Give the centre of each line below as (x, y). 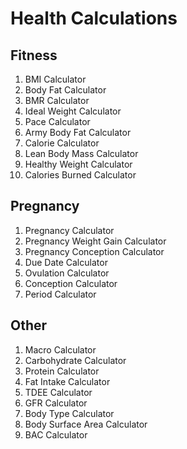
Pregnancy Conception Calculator (94, 251)
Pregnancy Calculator (69, 230)
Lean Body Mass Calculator (81, 153)
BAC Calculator (56, 434)
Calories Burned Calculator (80, 175)
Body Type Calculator (69, 413)
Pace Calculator (57, 121)
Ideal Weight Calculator (73, 111)
